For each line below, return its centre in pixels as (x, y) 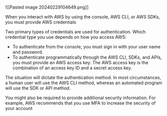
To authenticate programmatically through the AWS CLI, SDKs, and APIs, (87, 57)
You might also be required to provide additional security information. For (80, 98)
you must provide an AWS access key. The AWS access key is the (80, 62)
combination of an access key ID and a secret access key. (72, 68)
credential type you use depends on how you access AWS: (66, 37)
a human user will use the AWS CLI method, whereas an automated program (84, 83)
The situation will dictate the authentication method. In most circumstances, (83, 77)
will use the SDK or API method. (38, 88)
